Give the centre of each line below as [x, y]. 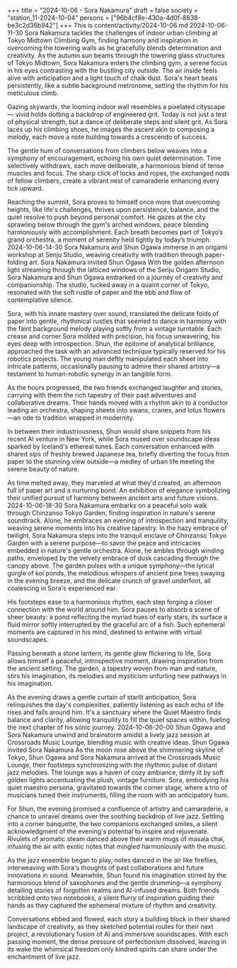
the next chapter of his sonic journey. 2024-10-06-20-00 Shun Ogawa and [116, 727]
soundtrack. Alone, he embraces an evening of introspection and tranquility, [118, 520]
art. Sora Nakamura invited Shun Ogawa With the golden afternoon [127, 262]
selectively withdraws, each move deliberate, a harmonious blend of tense [116, 165]
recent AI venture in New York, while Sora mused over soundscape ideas [114, 439]
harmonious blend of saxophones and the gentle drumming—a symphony [115, 883]
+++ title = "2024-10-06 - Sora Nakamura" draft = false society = [103, 10]
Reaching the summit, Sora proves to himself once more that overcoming [114, 202]
